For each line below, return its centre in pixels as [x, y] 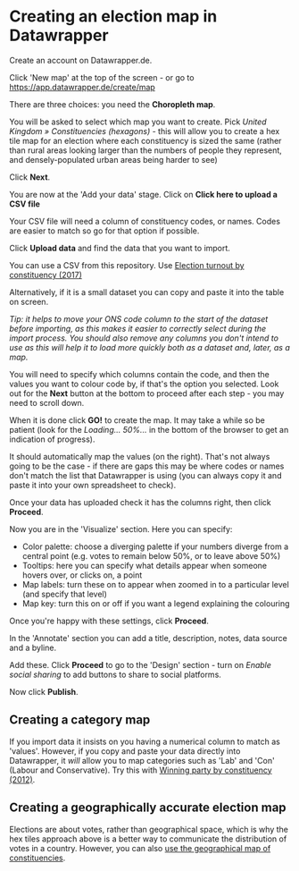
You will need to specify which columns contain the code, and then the [139, 374]
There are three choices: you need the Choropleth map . [112, 104]
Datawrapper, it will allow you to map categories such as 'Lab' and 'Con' [142, 760]
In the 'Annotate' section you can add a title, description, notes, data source [148, 638]
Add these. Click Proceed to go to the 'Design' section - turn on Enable [141, 664]
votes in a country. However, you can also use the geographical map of [140, 848]
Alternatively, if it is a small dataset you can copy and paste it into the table [147, 292]
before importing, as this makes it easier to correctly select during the [138, 328]
